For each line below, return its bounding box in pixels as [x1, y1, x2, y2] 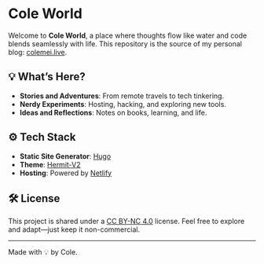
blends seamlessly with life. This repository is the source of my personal [8, 38, 242, 48]
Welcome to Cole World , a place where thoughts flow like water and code [8, 31, 247, 40]
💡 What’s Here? [8, 70, 86, 83]
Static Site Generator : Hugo [19, 151, 112, 161]
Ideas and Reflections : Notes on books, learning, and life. [19, 108, 207, 117]
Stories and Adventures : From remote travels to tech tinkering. [19, 91, 225, 101]
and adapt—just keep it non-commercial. [8, 225, 140, 234]
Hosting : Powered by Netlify [19, 168, 112, 178]
